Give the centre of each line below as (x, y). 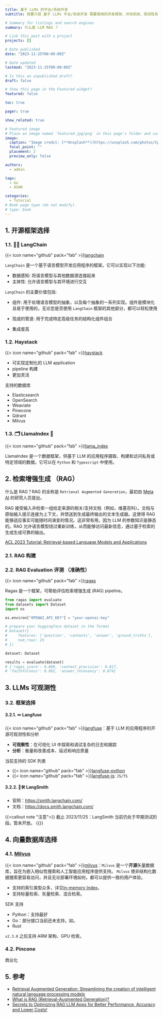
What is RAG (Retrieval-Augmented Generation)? (61, 999)
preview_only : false (30, 156)
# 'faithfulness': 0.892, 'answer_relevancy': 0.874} (61, 671)
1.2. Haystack (21, 342)
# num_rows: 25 (25, 640)
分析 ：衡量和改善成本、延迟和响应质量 (50, 750)
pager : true (17, 111)
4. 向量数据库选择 (31, 840)
